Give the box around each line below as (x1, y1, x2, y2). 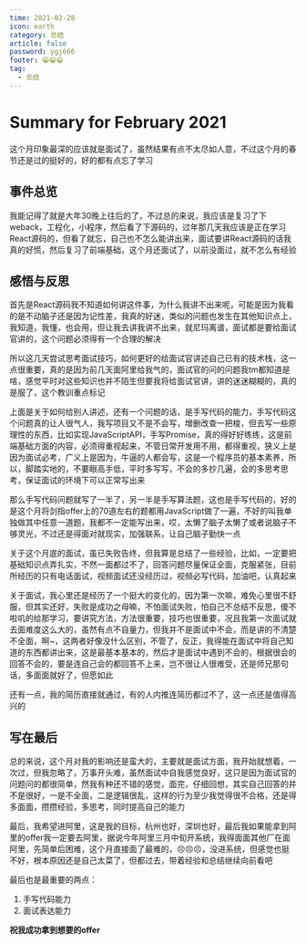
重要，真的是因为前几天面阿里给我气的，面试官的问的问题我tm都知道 (25, 364, 282, 375)
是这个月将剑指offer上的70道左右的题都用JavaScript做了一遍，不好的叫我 (9, 505, 285, 516)
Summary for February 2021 (9, 111, 227, 132)
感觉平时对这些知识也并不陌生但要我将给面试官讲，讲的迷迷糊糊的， (25, 376, 280, 387)
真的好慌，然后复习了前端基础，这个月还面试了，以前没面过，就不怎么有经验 (9, 244, 297, 255)
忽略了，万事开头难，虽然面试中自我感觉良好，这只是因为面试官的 (48, 767, 297, 778)
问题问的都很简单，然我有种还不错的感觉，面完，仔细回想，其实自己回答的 (9, 779, 289, 790)
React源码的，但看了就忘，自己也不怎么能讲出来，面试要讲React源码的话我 (9, 233, 292, 244)
